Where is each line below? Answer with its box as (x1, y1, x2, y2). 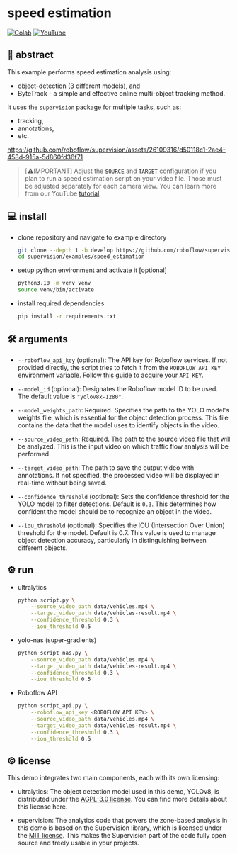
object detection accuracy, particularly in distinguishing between (17, 536, 207, 544)
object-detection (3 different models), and (17, 82, 141, 90)
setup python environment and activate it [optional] (17, 266, 168, 274)
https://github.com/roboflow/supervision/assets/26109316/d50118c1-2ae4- (7, 145, 226, 154)
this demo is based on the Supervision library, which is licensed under (17, 824, 222, 832)
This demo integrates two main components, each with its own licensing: (7, 774, 220, 782)
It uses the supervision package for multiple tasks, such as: (7, 103, 182, 111)
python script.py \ (17, 597, 76, 604)
